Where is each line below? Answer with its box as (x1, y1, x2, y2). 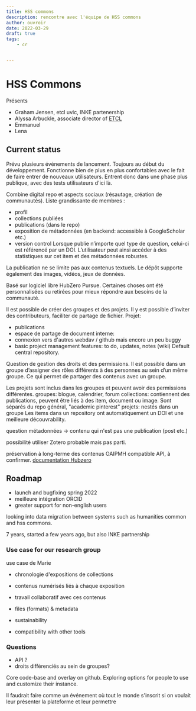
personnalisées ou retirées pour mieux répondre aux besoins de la (6, 288, 167, 295)
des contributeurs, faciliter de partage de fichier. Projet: (6, 312, 142, 319)
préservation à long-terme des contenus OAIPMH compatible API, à (6, 450, 171, 457)
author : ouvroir (6, 20, 46, 25)
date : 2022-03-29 (6, 25, 49, 31)
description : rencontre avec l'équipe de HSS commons (6, 14, 142, 20)
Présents (6, 97, 28, 104)
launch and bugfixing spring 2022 (14, 489, 97, 496)
